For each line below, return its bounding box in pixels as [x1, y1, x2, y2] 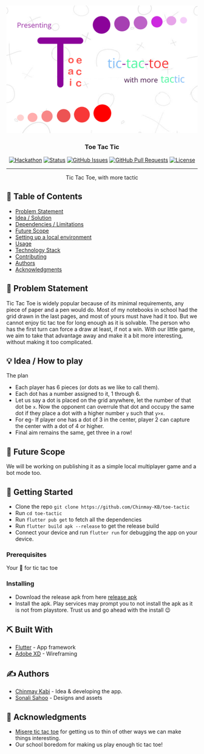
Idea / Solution [15, 214, 52, 221]
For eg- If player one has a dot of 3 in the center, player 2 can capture [15, 416, 190, 423]
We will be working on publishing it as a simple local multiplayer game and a [6, 463, 197, 470]
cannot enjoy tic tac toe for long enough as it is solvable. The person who [6, 319, 190, 326]
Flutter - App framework [15, 644, 76, 651]
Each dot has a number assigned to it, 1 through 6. [15, 390, 141, 398]
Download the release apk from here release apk [15, 593, 138, 601]
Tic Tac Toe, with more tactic [66, 173, 138, 181]
